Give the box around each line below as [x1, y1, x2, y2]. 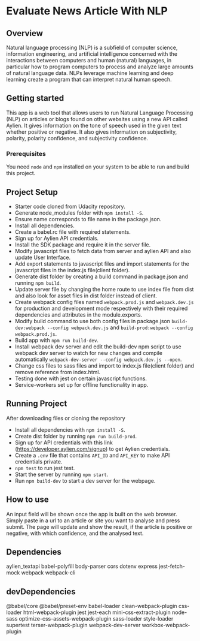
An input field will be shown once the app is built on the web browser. [6, 510, 177, 517]
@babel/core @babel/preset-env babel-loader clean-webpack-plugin [6, 603, 177, 610]
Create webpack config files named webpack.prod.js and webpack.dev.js [14, 298, 194, 305]
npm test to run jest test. [14, 464, 75, 471]
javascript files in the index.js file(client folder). [14, 266, 130, 273]
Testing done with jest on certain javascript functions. [14, 375, 147, 382]
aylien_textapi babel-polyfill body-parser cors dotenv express [6, 562, 158, 570]
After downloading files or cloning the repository [6, 414, 125, 422]
